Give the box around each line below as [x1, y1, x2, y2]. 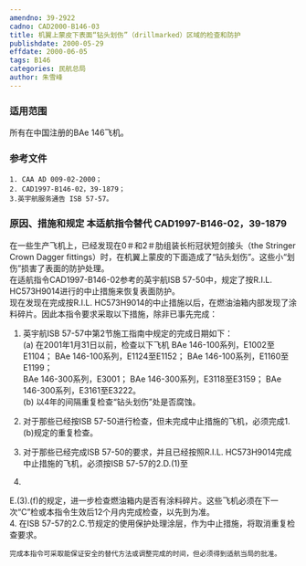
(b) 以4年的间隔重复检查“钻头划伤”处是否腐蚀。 [22, 396, 201, 407]
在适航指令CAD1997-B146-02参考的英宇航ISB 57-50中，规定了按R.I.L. [9, 274, 272, 285]
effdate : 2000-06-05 [9, 47, 89, 57]
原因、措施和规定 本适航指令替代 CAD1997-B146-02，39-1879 [9, 217, 288, 230]
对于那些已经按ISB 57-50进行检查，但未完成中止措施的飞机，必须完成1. [22, 415, 290, 426]
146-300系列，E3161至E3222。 [22, 384, 142, 395]
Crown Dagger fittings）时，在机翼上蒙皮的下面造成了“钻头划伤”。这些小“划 [9, 251, 295, 262]
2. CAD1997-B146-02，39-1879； [9, 184, 126, 194]
